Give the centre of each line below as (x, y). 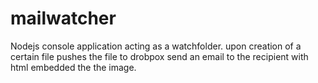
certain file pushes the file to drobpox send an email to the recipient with (159, 56)
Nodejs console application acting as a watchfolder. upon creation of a (156, 46)
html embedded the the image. (73, 67)
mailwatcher (63, 18)
